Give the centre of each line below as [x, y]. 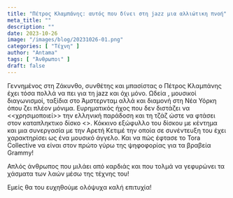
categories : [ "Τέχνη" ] [43, 46]
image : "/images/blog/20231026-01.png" [65, 40]
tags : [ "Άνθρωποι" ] [39, 59]
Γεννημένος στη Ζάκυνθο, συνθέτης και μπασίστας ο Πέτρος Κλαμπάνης [114, 85]
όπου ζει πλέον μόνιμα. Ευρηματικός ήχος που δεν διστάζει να [99, 108]
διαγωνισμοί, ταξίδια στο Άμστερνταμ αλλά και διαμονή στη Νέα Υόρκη [112, 100]
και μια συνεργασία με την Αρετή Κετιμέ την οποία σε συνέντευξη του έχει [116, 130]
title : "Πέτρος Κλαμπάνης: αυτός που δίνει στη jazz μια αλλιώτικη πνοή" [117, 14]
